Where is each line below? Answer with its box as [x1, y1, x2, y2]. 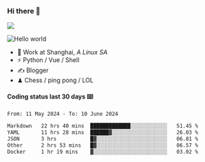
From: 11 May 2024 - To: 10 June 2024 [7, 110, 118, 117]
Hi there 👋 [7, 6, 41, 16]
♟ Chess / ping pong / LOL [17, 76, 94, 85]
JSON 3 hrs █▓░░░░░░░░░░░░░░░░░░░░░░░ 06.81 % [7, 136, 198, 143]
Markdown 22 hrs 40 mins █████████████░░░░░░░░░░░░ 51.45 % [7, 123, 198, 130]
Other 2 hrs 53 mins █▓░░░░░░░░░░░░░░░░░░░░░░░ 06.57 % [7, 142, 198, 149]
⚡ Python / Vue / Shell [17, 56, 80, 64]
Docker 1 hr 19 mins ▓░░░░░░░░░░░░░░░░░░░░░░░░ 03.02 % [7, 148, 198, 155]
